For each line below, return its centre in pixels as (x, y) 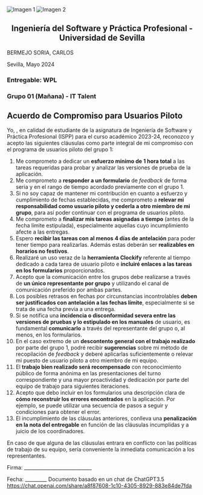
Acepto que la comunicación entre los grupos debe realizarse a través (103, 277)
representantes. (27, 456)
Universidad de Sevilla (102, 38)
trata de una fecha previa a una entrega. (66, 309)
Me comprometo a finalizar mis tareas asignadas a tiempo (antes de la (105, 219)
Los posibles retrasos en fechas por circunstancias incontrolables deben (106, 297)
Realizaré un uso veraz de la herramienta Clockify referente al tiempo (103, 258)
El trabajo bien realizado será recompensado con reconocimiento (98, 367)
